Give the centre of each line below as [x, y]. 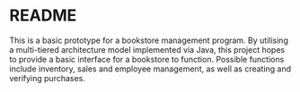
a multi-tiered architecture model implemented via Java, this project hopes [147, 49]
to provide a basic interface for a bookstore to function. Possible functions [147, 59]
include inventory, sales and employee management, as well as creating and [150, 69]
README [43, 16]
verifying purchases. [47, 78]
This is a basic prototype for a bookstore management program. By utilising [149, 40]
